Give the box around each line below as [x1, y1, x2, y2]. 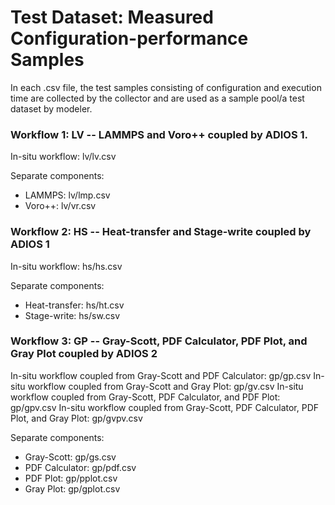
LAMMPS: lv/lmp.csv [24, 189, 111, 201]
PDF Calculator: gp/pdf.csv [24, 461, 137, 473]
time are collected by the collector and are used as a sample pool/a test [10, 92, 305, 104]
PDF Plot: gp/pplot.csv [24, 472, 118, 484]
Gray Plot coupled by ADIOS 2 [10, 347, 158, 361]
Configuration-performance [10, 27, 249, 50]
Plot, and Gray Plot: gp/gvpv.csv [10, 412, 143, 424]
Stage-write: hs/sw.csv [24, 309, 121, 321]
